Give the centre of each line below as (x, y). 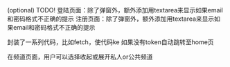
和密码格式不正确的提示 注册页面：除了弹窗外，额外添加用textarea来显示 (111, 19)
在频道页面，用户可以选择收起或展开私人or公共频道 (80, 57)
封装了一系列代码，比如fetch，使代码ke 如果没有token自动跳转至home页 (110, 42)
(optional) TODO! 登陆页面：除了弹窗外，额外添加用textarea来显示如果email (115, 10)
